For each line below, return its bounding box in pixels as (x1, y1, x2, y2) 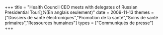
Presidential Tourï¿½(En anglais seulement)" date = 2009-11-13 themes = (4, 9, 155, 15)
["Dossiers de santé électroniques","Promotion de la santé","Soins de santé (4, 15, 159, 20)
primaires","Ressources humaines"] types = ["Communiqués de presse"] (4, 20, 154, 26)
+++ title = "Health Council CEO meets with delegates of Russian (4, 4, 138, 10)
